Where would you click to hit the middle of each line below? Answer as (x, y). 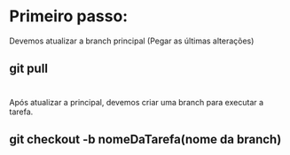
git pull (29, 69)
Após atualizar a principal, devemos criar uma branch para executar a (137, 102)
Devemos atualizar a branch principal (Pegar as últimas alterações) (132, 41)
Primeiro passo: (69, 16)
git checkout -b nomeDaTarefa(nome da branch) (145, 139)
